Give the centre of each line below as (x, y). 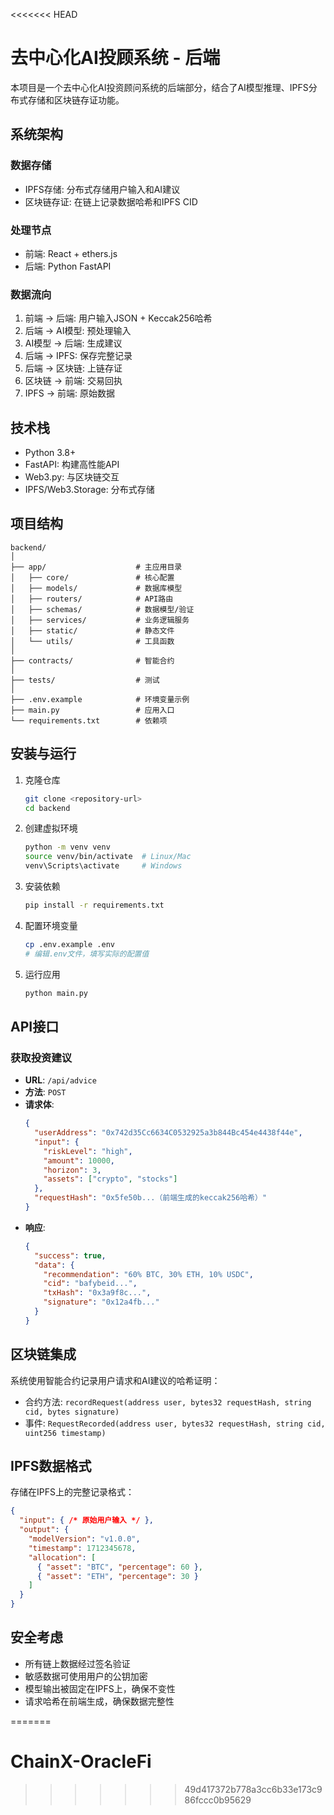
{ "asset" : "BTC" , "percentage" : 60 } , (119, 1567)
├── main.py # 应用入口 (92, 710)
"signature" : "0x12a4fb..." (101, 1302)
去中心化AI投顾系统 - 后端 (115, 58)
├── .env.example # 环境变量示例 (100, 699)
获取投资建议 (41, 1057)
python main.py (56, 993)
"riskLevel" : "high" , (88, 1151)
